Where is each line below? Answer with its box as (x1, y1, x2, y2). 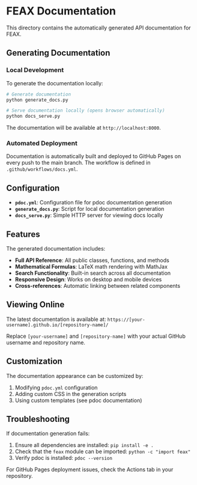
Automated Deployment (6, 139, 78, 148)
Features (6, 229, 40, 239)
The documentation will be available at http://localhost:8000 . (6, 124, 161, 132)
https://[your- (107, 317, 145, 323)
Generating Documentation (6, 48, 111, 58)
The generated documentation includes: (6, 245, 106, 252)
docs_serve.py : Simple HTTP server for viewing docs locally (14, 212, 163, 219)
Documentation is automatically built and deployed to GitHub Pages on (6, 153, 181, 160)
